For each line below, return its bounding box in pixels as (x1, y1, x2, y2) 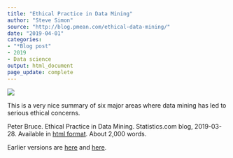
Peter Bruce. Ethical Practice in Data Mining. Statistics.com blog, (7, 122, 194, 130)
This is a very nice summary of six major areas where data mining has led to (7, 101, 227, 109)
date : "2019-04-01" (7, 29, 64, 37)
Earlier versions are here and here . (7, 143, 107, 151)
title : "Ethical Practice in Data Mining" (7, 10, 133, 17)
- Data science (7, 56, 52, 63)
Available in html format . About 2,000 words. (17, 129, 147, 138)
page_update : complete (7, 69, 73, 76)
